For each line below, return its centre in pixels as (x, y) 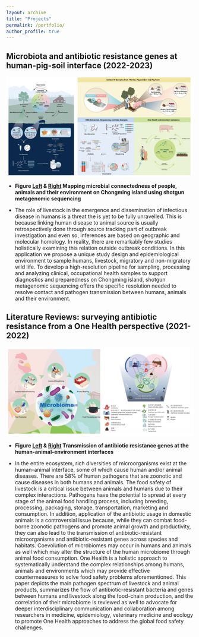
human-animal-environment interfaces (64, 452)
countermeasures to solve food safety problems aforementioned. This (100, 577)
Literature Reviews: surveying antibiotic (82, 317)
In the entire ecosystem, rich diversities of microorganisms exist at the (101, 463)
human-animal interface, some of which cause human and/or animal (98, 469)
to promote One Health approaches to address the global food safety (99, 621)
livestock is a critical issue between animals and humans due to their (99, 488)
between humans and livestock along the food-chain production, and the (104, 596)
